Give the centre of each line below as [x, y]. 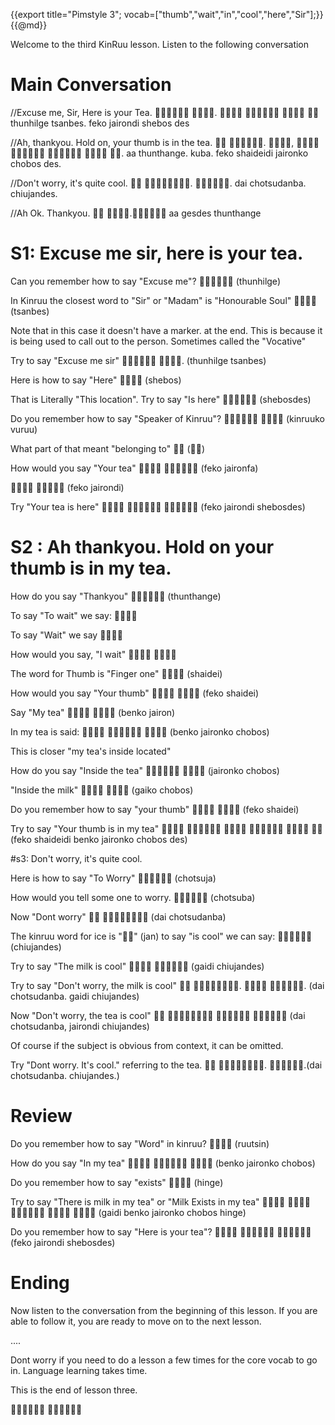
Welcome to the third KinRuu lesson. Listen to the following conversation [160, 44]
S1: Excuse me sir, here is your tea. [157, 253]
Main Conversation [91, 85]
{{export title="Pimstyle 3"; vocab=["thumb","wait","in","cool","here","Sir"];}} [167, 14]
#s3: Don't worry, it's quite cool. [76, 858]
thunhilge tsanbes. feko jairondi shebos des [100, 123]
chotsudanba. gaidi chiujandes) [75, 996]
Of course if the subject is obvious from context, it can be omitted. [147, 1045]
